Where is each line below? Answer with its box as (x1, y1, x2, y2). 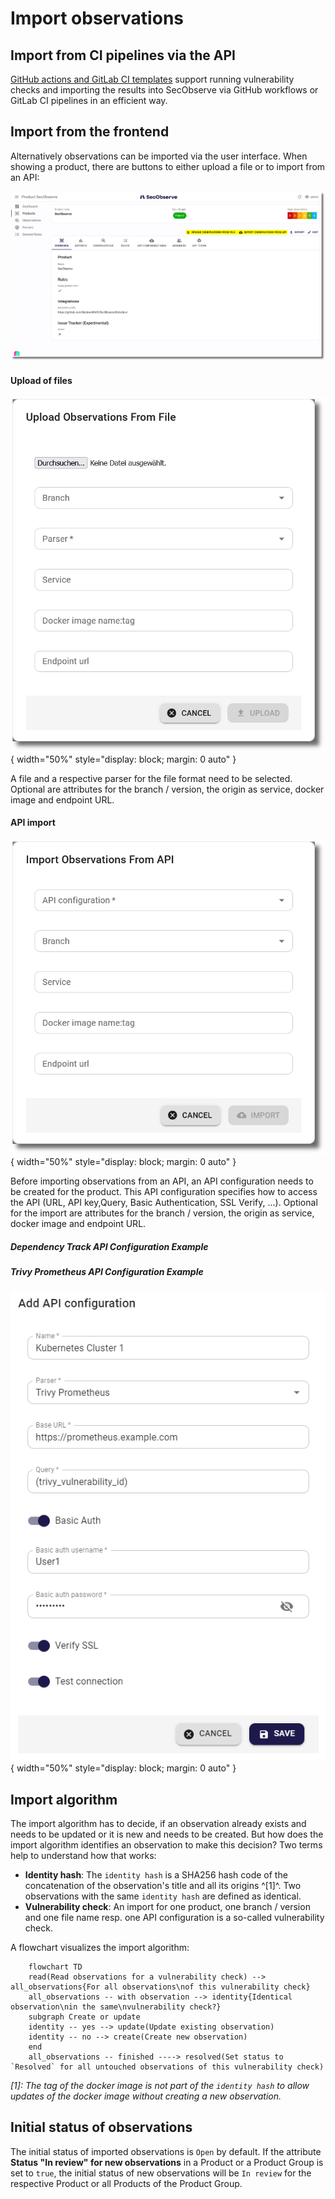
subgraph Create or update (28, 2012, 141, 2022)
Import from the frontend (10, 123, 170, 141)
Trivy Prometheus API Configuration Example (10, 1265, 204, 1277)
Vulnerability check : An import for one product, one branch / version (24, 1901, 311, 1912)
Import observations (10, 7, 184, 30)
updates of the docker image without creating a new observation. (10, 2090, 282, 2102)
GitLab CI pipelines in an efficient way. (10, 95, 168, 106)
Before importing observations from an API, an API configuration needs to (10, 1175, 314, 1187)
